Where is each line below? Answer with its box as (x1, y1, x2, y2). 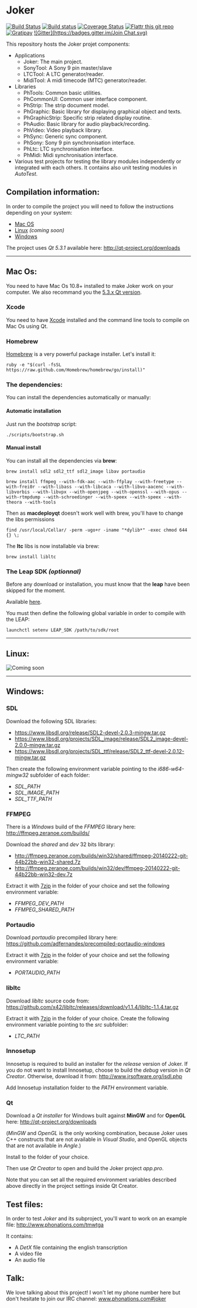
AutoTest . (14, 170, 38, 177)
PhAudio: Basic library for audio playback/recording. (23, 120, 150, 127)
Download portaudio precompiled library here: (6, 934, 118, 941)
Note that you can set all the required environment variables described (6, 1176, 177, 1183)
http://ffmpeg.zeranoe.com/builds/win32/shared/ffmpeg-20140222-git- (14, 852, 189, 859)
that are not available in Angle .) (6, 1142, 81, 1149)
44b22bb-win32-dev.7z (14, 871, 73, 878)
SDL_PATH (14, 783, 41, 790)
